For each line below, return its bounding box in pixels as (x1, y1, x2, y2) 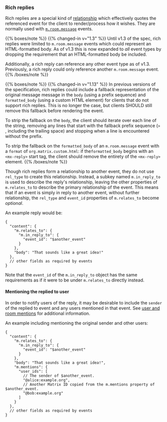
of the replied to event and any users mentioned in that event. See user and (5, 305, 161, 311)
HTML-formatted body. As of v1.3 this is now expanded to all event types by (5, 46, 162, 52)
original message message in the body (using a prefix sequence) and (5, 92, 146, 98)
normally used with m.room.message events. (5, 26, 93, 32)
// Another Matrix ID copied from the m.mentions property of (23, 382, 155, 387)
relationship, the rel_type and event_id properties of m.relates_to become (5, 195, 160, 201)
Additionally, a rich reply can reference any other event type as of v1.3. (5, 61, 151, 67)
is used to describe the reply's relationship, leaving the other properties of (5, 179, 158, 185)
